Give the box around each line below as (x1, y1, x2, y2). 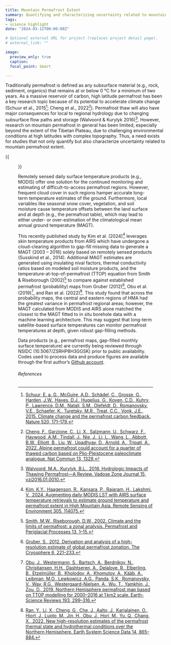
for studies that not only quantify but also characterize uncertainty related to (5, 138, 165, 144)
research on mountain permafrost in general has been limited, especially (5, 122, 157, 128)
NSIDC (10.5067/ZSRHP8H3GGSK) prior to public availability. (18, 348, 146, 355)
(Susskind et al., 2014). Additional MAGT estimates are (18, 255, 132, 261)
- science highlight (5, 21, 49, 27)
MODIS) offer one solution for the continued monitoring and (18, 179, 143, 185)
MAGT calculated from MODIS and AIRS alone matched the (18, 306, 142, 312)
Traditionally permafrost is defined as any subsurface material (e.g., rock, (5, 82, 159, 88)
